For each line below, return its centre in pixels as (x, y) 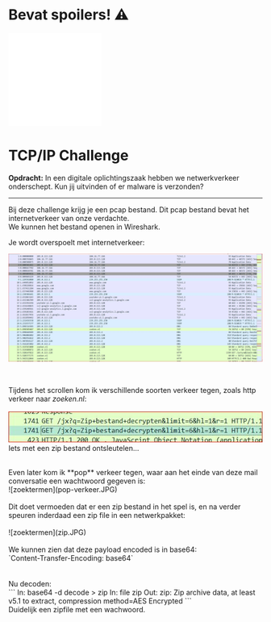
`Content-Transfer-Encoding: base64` (71, 558)
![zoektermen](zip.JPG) (48, 532)
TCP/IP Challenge (69, 156)
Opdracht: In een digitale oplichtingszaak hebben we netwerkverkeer (124, 177)
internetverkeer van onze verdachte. (69, 218)
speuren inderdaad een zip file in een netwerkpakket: (97, 516)
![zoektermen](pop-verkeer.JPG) (63, 490)
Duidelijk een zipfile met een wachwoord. (77, 610)
